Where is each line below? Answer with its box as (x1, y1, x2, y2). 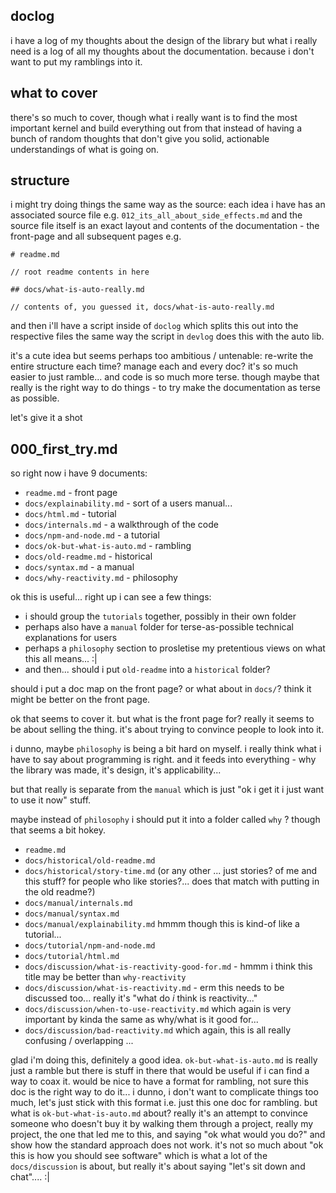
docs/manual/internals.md (24, 899, 133, 909)
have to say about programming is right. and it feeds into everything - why (10, 754, 317, 766)
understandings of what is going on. (10, 143, 160, 155)
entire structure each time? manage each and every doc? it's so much (10, 360, 298, 373)
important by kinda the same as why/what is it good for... (24, 1014, 259, 1026)
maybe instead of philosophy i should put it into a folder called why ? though (10, 814, 321, 826)
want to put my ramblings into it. (10, 55, 143, 68)
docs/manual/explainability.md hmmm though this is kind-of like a (24, 918, 300, 930)
